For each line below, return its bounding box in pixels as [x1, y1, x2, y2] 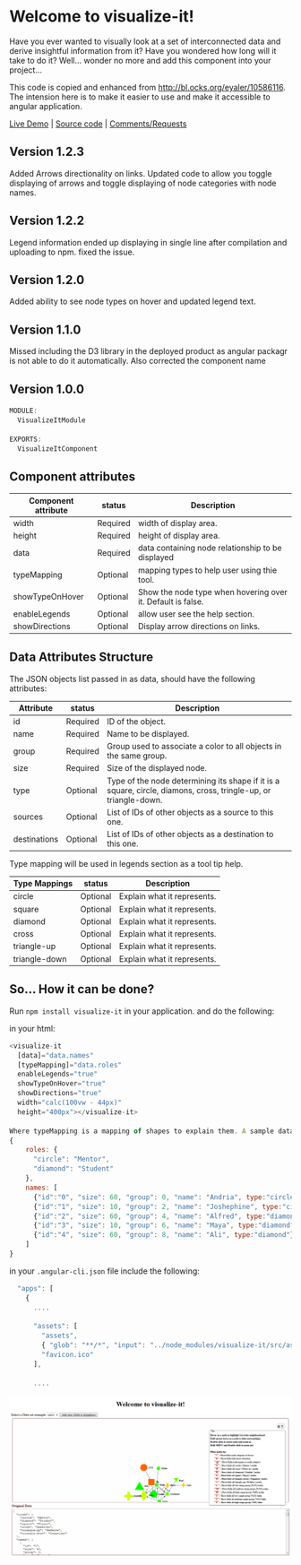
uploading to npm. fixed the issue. [9, 246, 135, 257]
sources [13, 811, 43, 822]
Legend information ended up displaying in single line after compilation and [9, 237, 288, 247]
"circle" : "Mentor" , [32, 1154, 110, 1164]
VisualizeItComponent [17, 444, 99, 454]
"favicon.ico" [41, 1351, 94, 1360]
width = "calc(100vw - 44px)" [17, 1098, 123, 1108]
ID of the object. [107, 715, 166, 727]
